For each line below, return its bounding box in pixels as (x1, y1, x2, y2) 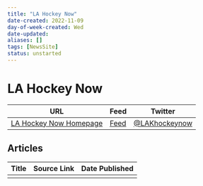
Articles (7, 143, 44, 155)
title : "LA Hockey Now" (7, 10, 78, 18)
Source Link (33, 163, 75, 173)
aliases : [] (7, 37, 42, 44)
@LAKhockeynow (133, 118, 193, 128)
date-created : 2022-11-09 (7, 17, 83, 24)
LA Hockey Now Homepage (11, 118, 103, 128)
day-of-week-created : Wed (7, 23, 83, 31)
